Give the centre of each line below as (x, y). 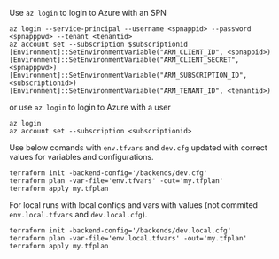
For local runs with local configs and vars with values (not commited (134, 205)
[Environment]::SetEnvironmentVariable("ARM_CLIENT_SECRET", (124, 60)
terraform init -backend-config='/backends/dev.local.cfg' (120, 231)
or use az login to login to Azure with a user (90, 107)
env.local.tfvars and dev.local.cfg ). (78, 214)
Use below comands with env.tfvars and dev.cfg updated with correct (138, 148)
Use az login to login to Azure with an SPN (88, 13)
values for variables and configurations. (81, 157)
